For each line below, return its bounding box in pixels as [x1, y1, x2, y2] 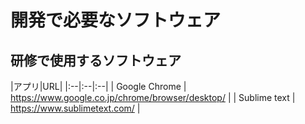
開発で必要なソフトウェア [10, 9, 222, 32]
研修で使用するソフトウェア [10, 52, 182, 69]
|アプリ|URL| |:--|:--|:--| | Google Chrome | [10, 81, 187, 92]
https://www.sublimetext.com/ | [10, 102, 141, 114]
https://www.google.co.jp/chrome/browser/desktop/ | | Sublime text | [10, 92, 296, 103]
